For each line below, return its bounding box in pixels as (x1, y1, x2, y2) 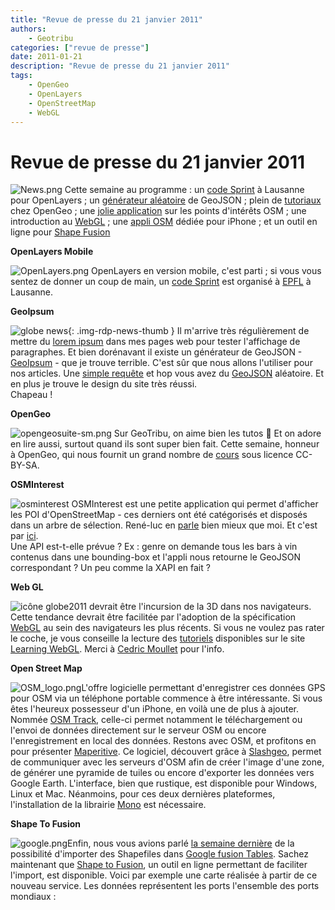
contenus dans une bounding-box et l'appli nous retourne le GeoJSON (10, 551, 301, 563)
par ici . (10, 530, 39, 542)
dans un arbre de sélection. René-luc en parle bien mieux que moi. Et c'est (10, 519, 318, 531)
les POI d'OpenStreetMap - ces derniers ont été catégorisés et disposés (10, 509, 308, 521)
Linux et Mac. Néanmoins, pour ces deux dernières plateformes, (10, 788, 276, 800)
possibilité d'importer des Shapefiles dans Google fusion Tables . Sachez (10, 848, 309, 860)
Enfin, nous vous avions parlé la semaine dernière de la (66, 837, 295, 850)
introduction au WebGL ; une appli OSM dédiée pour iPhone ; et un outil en (10, 216, 318, 228)
